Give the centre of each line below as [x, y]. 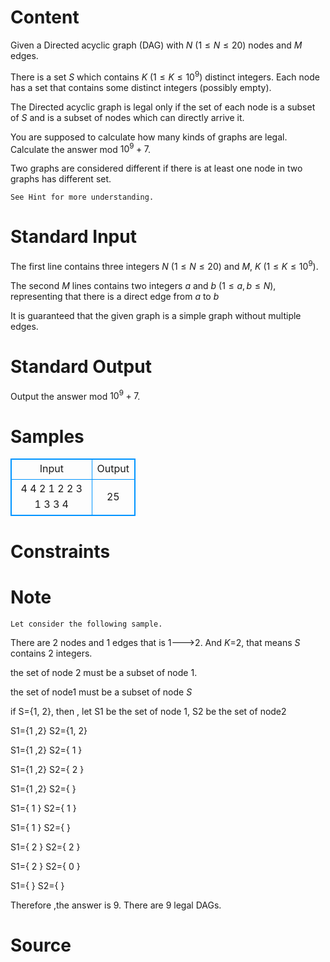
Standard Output [81, 367]
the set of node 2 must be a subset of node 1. [104, 672]
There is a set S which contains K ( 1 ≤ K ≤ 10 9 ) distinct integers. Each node [165, 76]
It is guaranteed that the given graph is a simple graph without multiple [156, 315]
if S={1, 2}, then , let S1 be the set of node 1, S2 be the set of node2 [148, 711]
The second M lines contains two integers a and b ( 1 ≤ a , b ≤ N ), [143, 285]
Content [45, 17]
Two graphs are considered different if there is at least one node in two [156, 168]
